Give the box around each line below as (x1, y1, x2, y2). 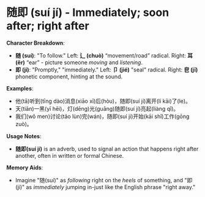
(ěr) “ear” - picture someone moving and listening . (15, 59, 143, 66)
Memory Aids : (6, 163, 43, 171)
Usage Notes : (6, 132, 42, 139)
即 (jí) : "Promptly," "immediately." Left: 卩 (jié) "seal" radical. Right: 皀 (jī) (15, 65, 198, 73)
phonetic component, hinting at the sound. (15, 73, 123, 80)
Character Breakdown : (6, 39, 65, 46)
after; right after (6, 19, 90, 33)
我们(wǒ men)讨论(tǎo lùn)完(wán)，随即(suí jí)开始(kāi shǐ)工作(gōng (15, 113, 190, 120)
